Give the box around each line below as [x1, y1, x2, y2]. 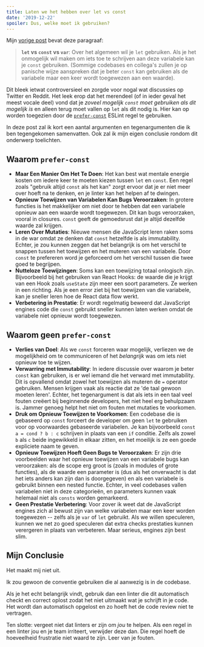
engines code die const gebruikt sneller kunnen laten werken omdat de [15, 306, 193, 313]
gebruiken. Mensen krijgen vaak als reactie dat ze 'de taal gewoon [15, 385, 182, 391]
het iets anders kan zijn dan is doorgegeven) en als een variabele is [15, 475, 184, 482]
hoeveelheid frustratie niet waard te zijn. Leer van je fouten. [6, 634, 155, 641]
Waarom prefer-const [6, 154, 90, 164]
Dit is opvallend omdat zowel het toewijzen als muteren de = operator [15, 378, 188, 385]
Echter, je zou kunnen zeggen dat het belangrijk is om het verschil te [15, 241, 187, 249]
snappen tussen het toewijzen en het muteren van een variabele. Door [15, 248, 191, 255]
